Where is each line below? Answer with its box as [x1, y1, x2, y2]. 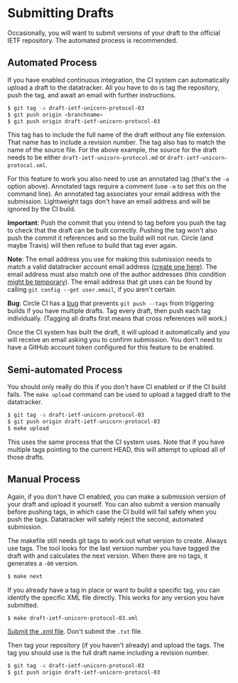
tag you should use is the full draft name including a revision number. [7, 649, 210, 657]
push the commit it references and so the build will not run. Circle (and [7, 233, 214, 243]
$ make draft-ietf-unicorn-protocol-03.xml [7, 614, 139, 622]
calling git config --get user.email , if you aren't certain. [7, 285, 177, 294]
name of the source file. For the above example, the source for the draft [7, 146, 217, 154]
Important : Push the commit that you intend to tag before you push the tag [7, 218, 226, 227]
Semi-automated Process [7, 364, 123, 376]
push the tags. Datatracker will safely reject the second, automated [7, 514, 204, 524]
